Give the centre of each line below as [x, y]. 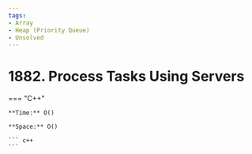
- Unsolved [26, 38]
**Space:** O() [33, 127]
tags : [17, 15]
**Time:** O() [32, 113]
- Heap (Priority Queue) [49, 30]
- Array [21, 23]
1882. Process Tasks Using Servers [126, 77]
